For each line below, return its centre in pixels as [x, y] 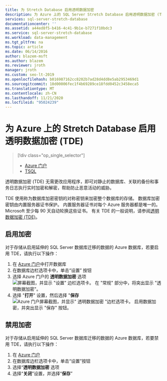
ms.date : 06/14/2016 [27, 51]
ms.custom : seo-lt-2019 [30, 75]
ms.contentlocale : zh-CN [31, 93]
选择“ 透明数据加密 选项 [36, 367]
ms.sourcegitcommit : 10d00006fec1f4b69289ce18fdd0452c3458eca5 [72, 84]
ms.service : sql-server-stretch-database [49, 33]
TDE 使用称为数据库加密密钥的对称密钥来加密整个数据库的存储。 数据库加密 [83, 198]
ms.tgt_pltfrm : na [24, 42]
